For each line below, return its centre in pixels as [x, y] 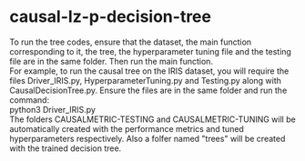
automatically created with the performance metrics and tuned [127, 128]
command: [30, 100]
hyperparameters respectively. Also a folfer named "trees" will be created [147, 138]
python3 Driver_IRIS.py [52, 109]
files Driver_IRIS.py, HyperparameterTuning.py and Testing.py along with [146, 80]
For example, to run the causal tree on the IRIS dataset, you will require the [149, 71]
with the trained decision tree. [66, 148]
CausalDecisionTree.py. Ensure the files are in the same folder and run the [148, 90]
